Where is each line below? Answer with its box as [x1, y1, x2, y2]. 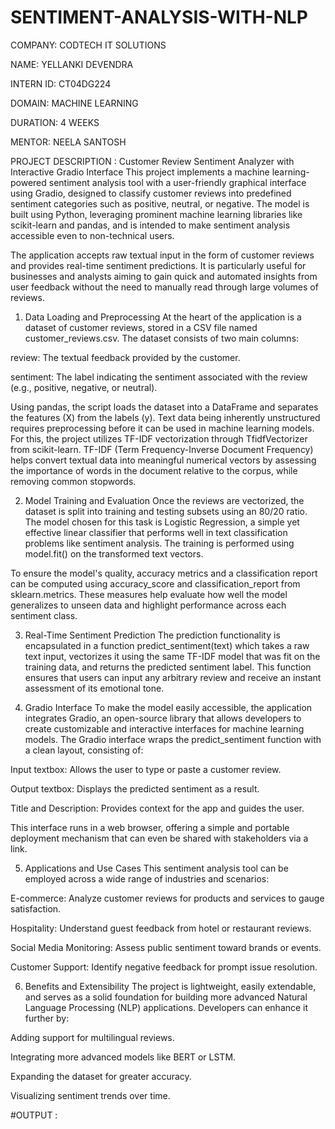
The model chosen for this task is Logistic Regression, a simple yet [24, 516, 300, 528]
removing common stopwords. [10, 475, 137, 487]
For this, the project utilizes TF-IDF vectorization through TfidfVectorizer [10, 432, 308, 445]
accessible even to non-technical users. [10, 229, 175, 241]
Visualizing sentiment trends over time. [10, 1089, 171, 1101]
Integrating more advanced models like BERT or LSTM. [10, 1051, 237, 1063]
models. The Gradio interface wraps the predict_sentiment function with [24, 733, 322, 745]
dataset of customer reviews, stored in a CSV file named [24, 321, 258, 333]
